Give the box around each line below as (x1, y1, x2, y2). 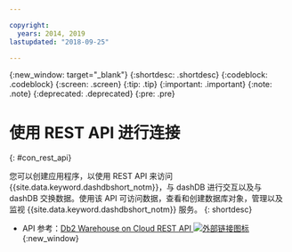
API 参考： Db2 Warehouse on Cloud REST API (21, 224, 191, 234)
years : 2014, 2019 (17, 28, 86, 38)
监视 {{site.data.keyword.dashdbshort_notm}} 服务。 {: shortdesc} (9, 204, 253, 215)
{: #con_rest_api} (9, 152, 72, 163)
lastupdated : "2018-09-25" (9, 37, 109, 46)
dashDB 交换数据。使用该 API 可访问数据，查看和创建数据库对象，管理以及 (9, 193, 283, 204)
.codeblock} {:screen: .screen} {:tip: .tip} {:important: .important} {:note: (9, 79, 273, 90)
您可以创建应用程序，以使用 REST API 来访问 (9, 171, 174, 182)
